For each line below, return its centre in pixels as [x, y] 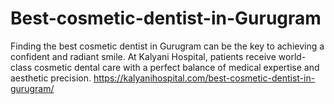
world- [292, 56]
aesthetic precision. [51, 78]
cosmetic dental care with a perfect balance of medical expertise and [176, 67]
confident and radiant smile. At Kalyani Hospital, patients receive [143, 56]
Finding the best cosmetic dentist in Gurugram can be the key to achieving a [167, 46]
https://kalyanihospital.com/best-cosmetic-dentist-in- [204, 78]
